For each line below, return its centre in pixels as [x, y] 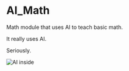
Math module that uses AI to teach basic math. [64, 27]
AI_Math [28, 11]
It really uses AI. [26, 39]
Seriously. [19, 50]
